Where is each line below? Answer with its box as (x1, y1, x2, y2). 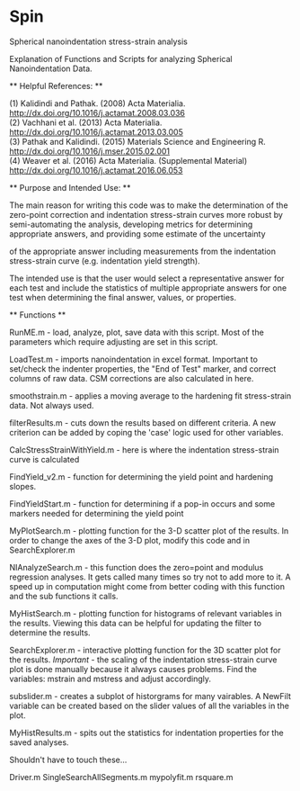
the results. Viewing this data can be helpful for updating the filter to (9, 617, 262, 628)
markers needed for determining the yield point (9, 508, 184, 518)
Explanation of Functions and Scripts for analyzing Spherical (9, 53, 233, 64)
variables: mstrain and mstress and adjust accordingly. (9, 673, 212, 684)
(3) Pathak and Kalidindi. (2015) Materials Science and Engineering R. (9, 136, 267, 147)
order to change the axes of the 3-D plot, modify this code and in (9, 535, 250, 545)
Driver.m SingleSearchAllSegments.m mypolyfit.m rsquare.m (9, 771, 234, 782)
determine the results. (9, 627, 92, 638)
